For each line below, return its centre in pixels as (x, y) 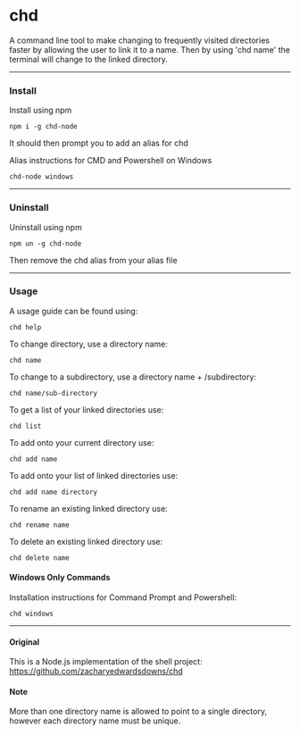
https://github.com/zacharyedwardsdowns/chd (96, 672)
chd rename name (39, 525)
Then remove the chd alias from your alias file (93, 260)
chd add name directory (54, 492)
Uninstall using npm (46, 227)
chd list (25, 426)
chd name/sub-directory (54, 393)
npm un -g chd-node (46, 243)
